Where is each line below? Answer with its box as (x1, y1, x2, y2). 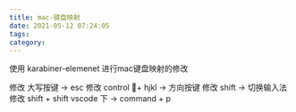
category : (9, 37, 47, 47)
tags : (9, 29, 30, 38)
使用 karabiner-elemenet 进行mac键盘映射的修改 (9, 63, 189, 74)
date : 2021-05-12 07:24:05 (9, 21, 110, 30)
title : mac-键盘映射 (9, 12, 80, 22)
